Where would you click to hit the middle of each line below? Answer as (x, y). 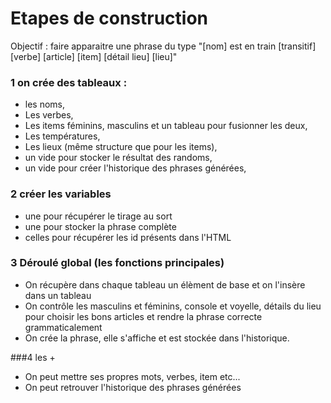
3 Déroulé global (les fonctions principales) (117, 263)
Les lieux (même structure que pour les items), (121, 147)
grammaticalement (63, 327)
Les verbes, (49, 115)
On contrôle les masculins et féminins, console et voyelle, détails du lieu (173, 306)
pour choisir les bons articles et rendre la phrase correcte (143, 316)
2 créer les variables (61, 194)
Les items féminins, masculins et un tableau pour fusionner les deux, (166, 126)
